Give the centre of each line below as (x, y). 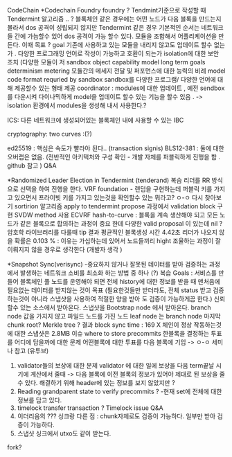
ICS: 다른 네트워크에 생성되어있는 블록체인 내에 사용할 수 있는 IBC (96, 120)
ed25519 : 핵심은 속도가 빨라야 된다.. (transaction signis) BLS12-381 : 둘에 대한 (116, 148)
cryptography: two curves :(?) (50, 134)
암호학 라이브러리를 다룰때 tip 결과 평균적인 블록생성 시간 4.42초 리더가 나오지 (113, 232)
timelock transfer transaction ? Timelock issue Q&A (90, 408)
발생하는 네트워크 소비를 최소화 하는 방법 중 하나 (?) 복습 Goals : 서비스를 (118, 273)
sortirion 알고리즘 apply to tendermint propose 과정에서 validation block (115, 206)
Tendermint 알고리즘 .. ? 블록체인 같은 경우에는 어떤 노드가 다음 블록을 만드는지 (114, 19)
